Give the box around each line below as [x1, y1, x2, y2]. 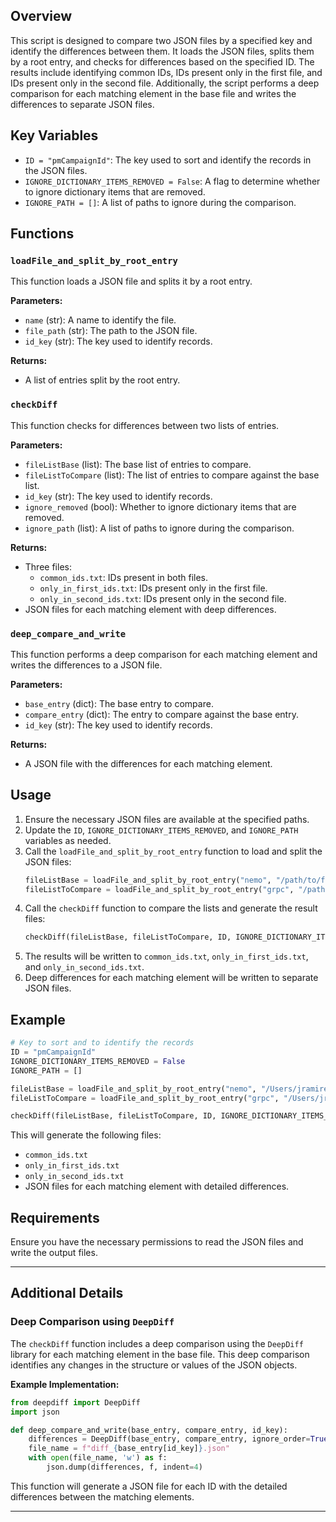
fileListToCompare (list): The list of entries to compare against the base [24, 469, 320, 481]
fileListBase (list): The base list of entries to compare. [24, 458, 252, 470]
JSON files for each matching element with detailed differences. [24, 1180, 290, 1193]
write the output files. [10, 1247, 98, 1259]
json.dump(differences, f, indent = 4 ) [46, 1462, 203, 1473]
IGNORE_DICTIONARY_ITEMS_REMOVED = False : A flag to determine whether [24, 175, 321, 187]
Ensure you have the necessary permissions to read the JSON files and [10, 1236, 304, 1248]
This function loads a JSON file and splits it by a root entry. [10, 275, 253, 288]
